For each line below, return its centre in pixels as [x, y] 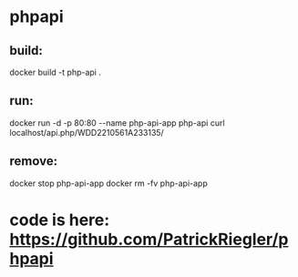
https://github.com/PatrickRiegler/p [149, 239]
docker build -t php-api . [56, 72]
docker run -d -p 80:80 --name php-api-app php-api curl [117, 123]
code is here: [60, 220]
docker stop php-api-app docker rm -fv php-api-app [108, 183]
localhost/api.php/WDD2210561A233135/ [87, 132]
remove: [33, 161]
